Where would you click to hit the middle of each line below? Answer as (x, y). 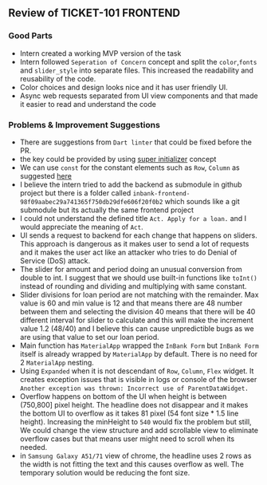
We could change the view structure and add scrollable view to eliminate (139, 430)
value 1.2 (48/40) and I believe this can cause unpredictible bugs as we (137, 328)
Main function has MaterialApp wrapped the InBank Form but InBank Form (139, 345)
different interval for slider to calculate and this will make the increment (136, 320)
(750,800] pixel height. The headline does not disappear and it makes (134, 404)
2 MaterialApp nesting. (57, 362)
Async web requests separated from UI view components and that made (139, 96)
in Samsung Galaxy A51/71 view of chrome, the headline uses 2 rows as (135, 455)
